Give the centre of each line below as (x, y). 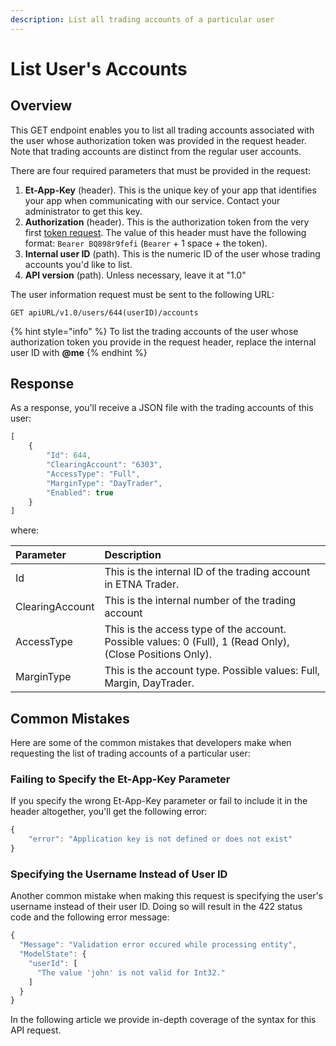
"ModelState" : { (53, 954)
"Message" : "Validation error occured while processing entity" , (158, 945)
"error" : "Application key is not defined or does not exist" (160, 839)
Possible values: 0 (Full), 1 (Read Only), (197, 642)
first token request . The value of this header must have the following (165, 232)
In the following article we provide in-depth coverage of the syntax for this (163, 1020)
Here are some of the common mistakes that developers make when (151, 743)
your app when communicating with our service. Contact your (152, 200)
